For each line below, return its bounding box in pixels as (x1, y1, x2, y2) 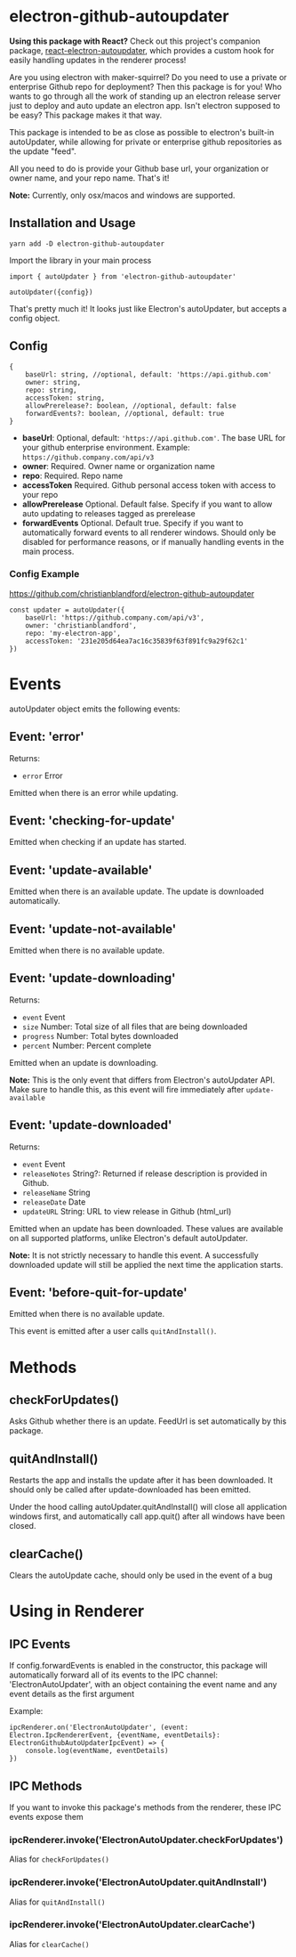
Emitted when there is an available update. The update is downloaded (9, 886, 265, 897)
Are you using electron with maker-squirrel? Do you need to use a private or (9, 71, 287, 82)
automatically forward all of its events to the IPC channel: (9, 1669, 218, 1680)
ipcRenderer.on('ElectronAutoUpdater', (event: (9, 1723, 189, 1733)
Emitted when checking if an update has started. (9, 837, 187, 848)
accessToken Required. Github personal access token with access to (21, 479, 276, 491)
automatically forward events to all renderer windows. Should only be (21, 527, 276, 538)
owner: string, (25, 378, 82, 386)
